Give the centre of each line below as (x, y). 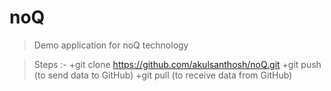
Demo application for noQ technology (111, 45)
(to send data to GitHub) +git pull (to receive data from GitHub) (163, 75)
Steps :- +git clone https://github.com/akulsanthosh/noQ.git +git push (177, 64)
